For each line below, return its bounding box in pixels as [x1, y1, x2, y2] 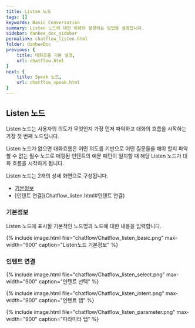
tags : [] [6, 14, 28, 20]
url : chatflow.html [16, 58, 65, 63]
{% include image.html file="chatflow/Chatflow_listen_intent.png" [6, 290, 164, 297]
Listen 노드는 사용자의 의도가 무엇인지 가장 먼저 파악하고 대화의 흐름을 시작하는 [6, 125, 187, 132]
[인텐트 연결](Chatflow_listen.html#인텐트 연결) [14, 192, 125, 199]
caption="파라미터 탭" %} [39, 316, 99, 323]
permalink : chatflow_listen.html [6, 36, 88, 42]
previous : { [6, 47, 35, 53]
